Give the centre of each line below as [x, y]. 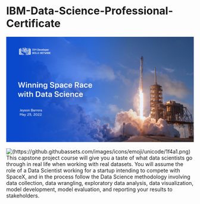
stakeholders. [23, 195]
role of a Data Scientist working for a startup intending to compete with [93, 170]
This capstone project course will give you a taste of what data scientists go [99, 158]
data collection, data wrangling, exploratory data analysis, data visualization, [100, 183]
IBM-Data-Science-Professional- [90, 11]
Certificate [33, 23]
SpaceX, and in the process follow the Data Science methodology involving [98, 177]
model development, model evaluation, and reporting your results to [89, 189]
